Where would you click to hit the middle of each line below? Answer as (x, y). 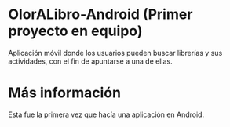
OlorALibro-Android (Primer (100, 15)
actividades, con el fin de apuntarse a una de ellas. (90, 61)
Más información (65, 93)
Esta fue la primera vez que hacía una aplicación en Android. (106, 114)
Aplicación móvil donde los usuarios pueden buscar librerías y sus (115, 53)
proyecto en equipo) (75, 31)
